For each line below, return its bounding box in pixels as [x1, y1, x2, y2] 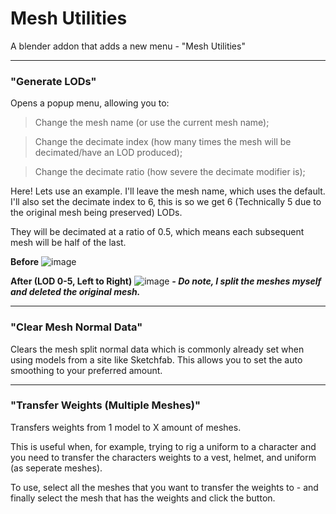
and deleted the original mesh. [10, 286, 141, 298]
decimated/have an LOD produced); [34, 147, 183, 159]
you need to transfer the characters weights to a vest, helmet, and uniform [10, 451, 317, 463]
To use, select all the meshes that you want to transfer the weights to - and [10, 481, 319, 493]
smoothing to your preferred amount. [10, 364, 163, 376]
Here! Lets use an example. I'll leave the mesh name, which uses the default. [10, 185, 326, 197]
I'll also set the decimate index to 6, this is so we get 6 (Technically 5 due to [10, 196, 322, 208]
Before [10, 256, 40, 268]
